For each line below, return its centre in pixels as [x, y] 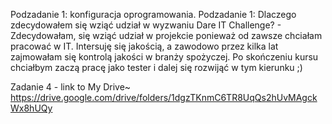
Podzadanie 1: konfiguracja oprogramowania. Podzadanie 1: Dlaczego [153, 14]
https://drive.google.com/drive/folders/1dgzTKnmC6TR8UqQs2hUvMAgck [164, 97]
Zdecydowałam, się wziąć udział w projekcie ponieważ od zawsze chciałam [166, 35]
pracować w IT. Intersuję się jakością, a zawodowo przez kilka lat [144, 46]
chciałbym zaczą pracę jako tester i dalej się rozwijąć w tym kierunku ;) [156, 67]
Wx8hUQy [31, 108]
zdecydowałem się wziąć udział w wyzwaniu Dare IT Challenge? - [146, 25]
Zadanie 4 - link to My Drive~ [71, 87]
